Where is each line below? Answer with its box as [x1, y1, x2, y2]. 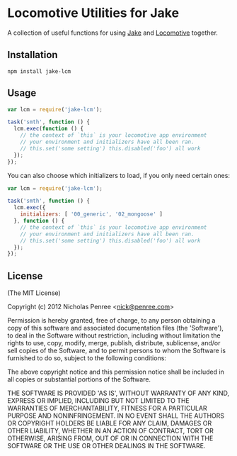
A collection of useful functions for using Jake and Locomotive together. [7, 28, 218, 37]
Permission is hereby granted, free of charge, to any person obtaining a [7, 316, 216, 325]
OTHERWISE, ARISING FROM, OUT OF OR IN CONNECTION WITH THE [7, 434, 214, 443]
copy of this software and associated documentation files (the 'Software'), [7, 324, 224, 333]
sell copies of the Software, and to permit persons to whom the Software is [7, 346, 226, 355]
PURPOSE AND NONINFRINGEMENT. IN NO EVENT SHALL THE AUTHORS [7, 411, 225, 420]
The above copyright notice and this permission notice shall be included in [7, 367, 224, 377]
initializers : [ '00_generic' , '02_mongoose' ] [20, 211, 163, 218]
